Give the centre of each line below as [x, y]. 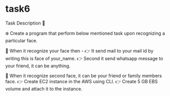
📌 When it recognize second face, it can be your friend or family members [84, 76]
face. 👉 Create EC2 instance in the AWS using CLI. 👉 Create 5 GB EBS [82, 81]
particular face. [21, 40]
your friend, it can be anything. [38, 66]
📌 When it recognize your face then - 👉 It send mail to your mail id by [79, 51]
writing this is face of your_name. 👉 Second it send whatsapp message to [84, 58]
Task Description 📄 [25, 23]
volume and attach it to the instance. [44, 89]
